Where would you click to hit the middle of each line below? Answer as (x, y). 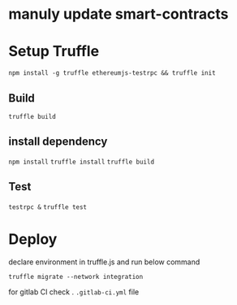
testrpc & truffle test (48, 207)
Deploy (33, 239)
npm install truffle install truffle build (82, 162)
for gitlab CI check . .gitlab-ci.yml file (74, 292)
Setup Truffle (54, 52)
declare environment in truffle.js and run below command (104, 262)
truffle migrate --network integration (76, 277)
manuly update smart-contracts (118, 14)
